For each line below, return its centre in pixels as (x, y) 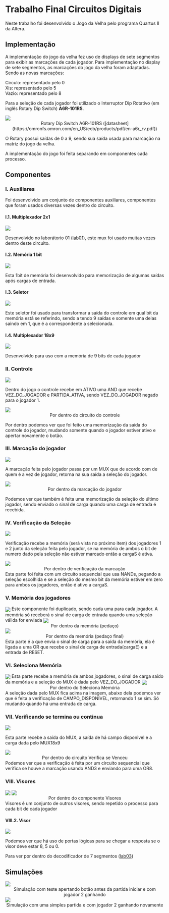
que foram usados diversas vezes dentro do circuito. (60, 205)
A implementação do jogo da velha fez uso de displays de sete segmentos (82, 57)
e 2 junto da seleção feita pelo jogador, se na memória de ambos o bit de (81, 549)
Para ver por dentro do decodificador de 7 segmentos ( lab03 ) (69, 856)
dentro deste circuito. (27, 243)
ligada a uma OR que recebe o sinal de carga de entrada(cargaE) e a (76, 647)
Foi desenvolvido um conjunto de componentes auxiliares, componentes (80, 200)
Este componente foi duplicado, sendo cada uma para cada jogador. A (84, 609)
